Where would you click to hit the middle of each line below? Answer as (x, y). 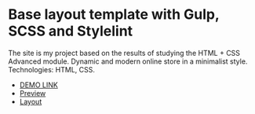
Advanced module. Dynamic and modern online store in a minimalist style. (128, 61)
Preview (33, 93)
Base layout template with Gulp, (114, 15)
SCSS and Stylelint (71, 31)
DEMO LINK (39, 85)
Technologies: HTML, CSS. (52, 69)
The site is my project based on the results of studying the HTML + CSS (124, 53)
